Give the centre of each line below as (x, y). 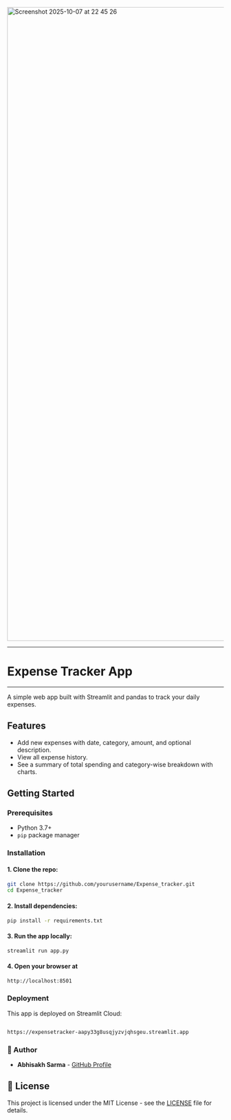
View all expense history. (52, 757)
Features (26, 726)
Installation (26, 853)
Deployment (28, 998)
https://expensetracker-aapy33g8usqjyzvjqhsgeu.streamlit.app (98, 1032)
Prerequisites (30, 813)
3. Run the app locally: (40, 936)
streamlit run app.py (38, 951)
